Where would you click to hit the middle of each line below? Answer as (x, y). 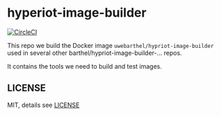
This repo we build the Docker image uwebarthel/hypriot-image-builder (110, 45)
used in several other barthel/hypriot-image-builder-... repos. (95, 53)
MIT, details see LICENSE (43, 105)
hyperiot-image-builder (77, 13)
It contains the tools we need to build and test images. (84, 66)
